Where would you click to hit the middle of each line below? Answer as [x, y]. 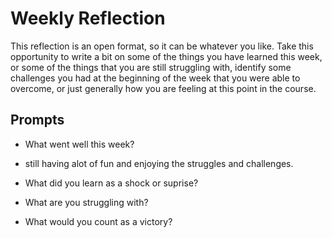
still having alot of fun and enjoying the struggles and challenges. [159, 163]
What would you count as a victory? [98, 221]
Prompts [37, 120]
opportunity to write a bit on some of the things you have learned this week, [166, 56]
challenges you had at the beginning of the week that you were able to [155, 78]
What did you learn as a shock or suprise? [111, 183]
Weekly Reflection [88, 18]
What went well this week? [79, 144]
